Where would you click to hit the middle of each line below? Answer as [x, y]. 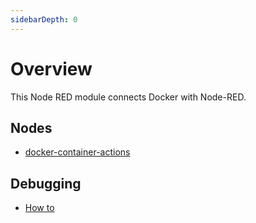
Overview [51, 68]
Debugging [46, 183]
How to [39, 208]
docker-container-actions [77, 152]
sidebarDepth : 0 [44, 19]
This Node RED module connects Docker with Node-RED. [128, 97]
